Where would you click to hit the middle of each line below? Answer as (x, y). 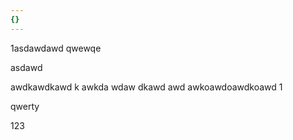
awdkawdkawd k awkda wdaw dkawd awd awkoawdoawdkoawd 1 (146, 87)
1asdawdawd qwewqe (56, 48)
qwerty (25, 106)
